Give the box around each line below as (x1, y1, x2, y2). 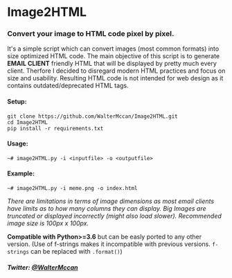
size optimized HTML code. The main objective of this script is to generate (7, 52, 220, 60)
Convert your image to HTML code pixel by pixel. (7, 29, 175, 39)
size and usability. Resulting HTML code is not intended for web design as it (7, 74, 224, 82)
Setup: (7, 98, 27, 106)
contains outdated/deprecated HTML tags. (7, 81, 130, 90)
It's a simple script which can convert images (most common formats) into (7, 44, 220, 53)
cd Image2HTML (7, 119, 48, 125)
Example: (7, 169, 35, 177)
